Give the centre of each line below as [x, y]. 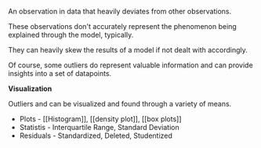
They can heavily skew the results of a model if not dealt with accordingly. [128, 50]
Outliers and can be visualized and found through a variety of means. [120, 104]
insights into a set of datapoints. [60, 73]
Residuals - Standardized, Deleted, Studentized [96, 135]
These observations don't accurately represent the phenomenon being [122, 26]
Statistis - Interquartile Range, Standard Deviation [99, 127]
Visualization [30, 88]
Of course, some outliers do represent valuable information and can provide [130, 65]
